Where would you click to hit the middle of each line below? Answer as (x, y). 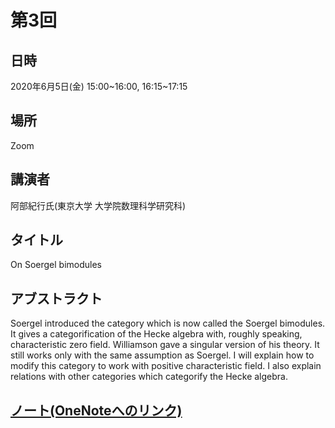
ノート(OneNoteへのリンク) (96, 410)
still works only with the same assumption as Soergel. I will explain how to (162, 355)
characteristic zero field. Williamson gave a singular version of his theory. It (165, 345)
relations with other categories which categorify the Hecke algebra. (149, 377)
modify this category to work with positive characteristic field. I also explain (166, 366)
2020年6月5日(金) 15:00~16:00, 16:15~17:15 (99, 86)
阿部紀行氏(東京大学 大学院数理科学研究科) (98, 205)
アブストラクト (56, 298)
